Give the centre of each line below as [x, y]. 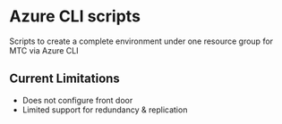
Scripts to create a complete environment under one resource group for [141, 41]
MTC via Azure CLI [44, 50]
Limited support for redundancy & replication [105, 110]
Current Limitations [65, 79]
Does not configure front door [77, 100]
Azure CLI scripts [75, 17]
